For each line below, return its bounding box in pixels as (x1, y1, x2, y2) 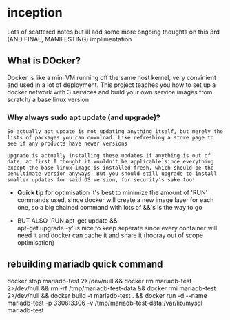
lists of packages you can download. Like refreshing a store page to (7, 134, 214, 141)
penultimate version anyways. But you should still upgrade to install (7, 170, 217, 177)
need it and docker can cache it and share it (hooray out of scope (17, 231, 203, 239)
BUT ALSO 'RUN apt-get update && (17, 217, 118, 225)
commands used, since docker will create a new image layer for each (17, 196, 214, 204)
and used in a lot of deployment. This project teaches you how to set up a (7, 81, 216, 89)
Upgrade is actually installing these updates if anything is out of (7, 152, 211, 159)
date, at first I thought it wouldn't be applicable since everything (7, 159, 214, 166)
